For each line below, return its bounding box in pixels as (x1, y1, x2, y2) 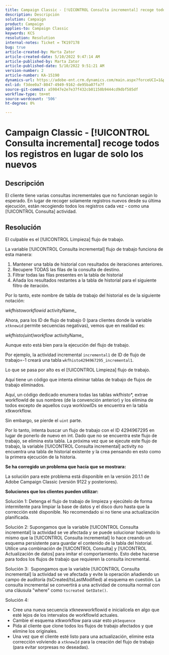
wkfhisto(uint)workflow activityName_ (5, 332, 84, 338)
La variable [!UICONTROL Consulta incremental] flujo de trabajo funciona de (5, 246, 163, 252)
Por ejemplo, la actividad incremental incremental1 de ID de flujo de (5, 352, 146, 358)
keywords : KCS (5, 31, 35, 36)
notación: (5, 297, 25, 303)
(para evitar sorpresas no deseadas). (12, 644, 90, 650)
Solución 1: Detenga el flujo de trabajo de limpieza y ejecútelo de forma (5, 498, 152, 504)
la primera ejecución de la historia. (5, 454, 77, 460)
